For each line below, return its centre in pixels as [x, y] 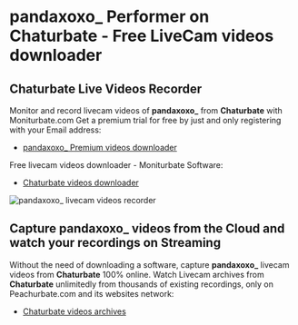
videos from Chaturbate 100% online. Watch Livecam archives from [137, 274]
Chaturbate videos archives [74, 311]
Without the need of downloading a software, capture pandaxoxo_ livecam [149, 264]
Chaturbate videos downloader [80, 182]
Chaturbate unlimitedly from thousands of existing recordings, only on [142, 284]
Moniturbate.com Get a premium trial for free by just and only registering [145, 120]
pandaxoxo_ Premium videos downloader [99, 148]
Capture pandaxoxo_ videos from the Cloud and [147, 229]
